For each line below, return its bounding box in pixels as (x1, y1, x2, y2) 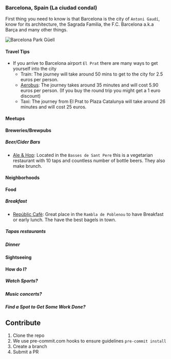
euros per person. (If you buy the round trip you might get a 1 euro (20, 87, 161, 94)
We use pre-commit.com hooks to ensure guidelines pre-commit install (12, 337, 166, 344)
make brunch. (12, 163, 43, 169)
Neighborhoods (5, 174, 40, 181)
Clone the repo (12, 332, 45, 338)
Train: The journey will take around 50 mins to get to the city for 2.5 (20, 71, 163, 77)
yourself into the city (12, 65, 56, 71)
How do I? (5, 266, 27, 272)
